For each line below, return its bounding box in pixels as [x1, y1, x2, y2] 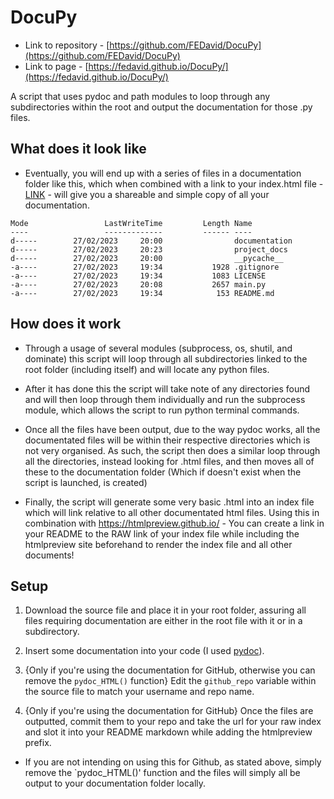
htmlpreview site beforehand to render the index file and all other [24, 538, 293, 550]
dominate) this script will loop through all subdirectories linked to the [24, 352, 308, 365]
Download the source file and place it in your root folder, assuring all [24, 604, 307, 616]
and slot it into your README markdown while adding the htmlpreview [24, 726, 313, 738]
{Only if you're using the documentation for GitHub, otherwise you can [24, 664, 316, 676]
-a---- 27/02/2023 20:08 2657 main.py [10, 279, 267, 290]
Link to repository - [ [24, 39, 110, 51]
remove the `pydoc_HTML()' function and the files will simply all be [24, 767, 301, 779]
